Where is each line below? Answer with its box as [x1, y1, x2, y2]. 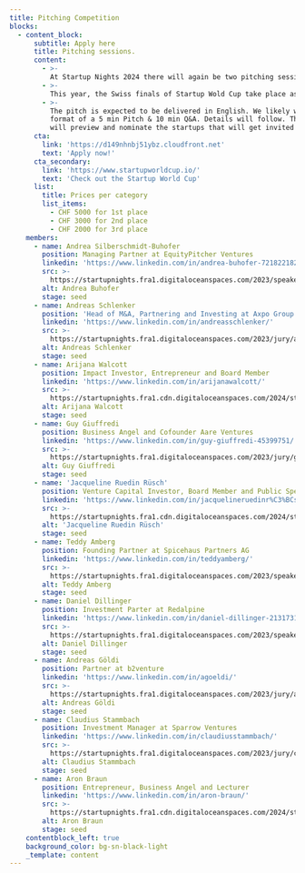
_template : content [25, 850, 100, 859]
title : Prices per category [42, 191, 148, 200]
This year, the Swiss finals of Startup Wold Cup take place [49, 89, 286, 98]
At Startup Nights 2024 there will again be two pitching [49, 73, 274, 82]
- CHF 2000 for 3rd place [49, 225, 148, 234]
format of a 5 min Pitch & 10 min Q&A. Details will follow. [49, 115, 286, 124]
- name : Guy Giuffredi [33, 419, 120, 428]
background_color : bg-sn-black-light [25, 842, 169, 851]
